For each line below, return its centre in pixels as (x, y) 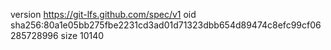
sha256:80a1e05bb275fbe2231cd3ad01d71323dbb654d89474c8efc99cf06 (166, 25)
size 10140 (82, 35)
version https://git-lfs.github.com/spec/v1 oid (103, 14)
